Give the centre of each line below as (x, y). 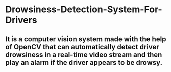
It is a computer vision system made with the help (86, 39)
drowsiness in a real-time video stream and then (84, 55)
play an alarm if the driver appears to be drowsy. (84, 63)
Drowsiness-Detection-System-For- (84, 9)
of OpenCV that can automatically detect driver (82, 47)
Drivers (21, 20)
